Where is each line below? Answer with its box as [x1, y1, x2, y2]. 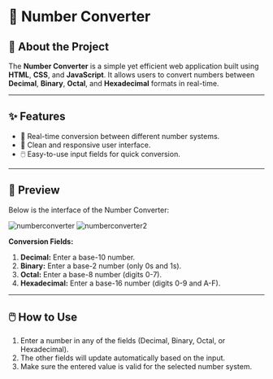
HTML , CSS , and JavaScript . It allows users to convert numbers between [8, 70, 255, 80]
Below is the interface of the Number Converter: [8, 205, 169, 215]
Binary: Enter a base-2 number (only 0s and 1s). [19, 260, 182, 271]
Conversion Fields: [8, 236, 74, 246]
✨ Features [8, 110, 66, 124]
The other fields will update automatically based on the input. [19, 353, 226, 363]
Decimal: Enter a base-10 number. [19, 252, 136, 262]
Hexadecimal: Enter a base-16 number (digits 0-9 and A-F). [19, 278, 221, 288]
